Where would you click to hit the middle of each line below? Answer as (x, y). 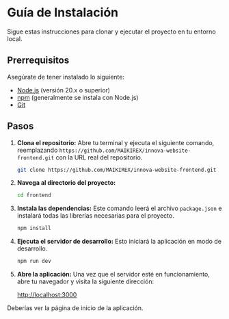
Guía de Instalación (63, 13)
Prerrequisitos (38, 61)
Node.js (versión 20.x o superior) (64, 90)
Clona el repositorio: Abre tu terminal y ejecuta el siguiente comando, (116, 142)
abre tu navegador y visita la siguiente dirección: (85, 281)
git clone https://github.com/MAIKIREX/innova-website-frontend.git (117, 170)
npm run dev (34, 261)
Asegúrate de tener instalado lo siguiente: (66, 77)
